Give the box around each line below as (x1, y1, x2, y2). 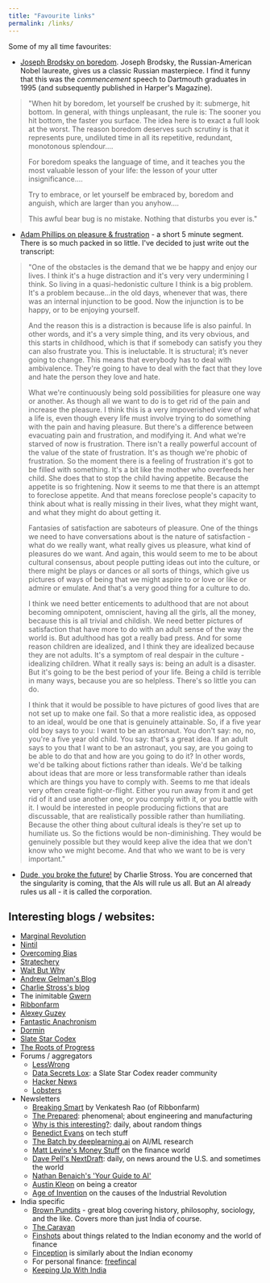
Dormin (19, 1025, 45, 1036)
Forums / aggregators (19, 1051, 93, 1061)
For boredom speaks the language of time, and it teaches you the (27, 156, 246, 166)
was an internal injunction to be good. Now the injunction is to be (27, 296, 244, 306)
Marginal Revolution (19, 932, 86, 941)
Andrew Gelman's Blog (19, 974, 97, 984)
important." (27, 853, 66, 863)
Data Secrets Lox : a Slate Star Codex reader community (31, 1069, 218, 1078)
